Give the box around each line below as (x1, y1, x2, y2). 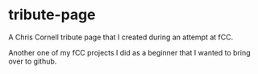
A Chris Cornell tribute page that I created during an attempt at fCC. (8, 32, 234, 42)
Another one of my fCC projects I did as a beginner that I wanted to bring (8, 47, 252, 57)
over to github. (8, 56, 57, 66)
